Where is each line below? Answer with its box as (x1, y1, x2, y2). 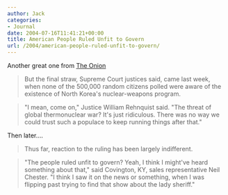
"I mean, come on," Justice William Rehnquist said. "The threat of (24, 103, 212, 111)
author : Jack (7, 10, 45, 17)
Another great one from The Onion (7, 62, 106, 69)
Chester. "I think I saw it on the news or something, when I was (24, 173, 205, 181)
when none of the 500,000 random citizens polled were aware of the (24, 83, 222, 90)
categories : (7, 17, 42, 24)
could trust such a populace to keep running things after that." (24, 118, 203, 126)
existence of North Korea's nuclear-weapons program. (24, 90, 181, 98)
